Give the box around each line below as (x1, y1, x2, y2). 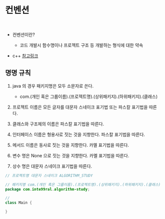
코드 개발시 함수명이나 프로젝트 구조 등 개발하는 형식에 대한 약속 (19, 42, 143, 48)
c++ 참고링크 (12, 53, 38, 59)
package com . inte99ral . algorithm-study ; (5, 187, 90, 192)
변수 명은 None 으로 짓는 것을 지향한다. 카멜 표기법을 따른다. (12, 152, 129, 158)
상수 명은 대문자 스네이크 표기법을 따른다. (12, 163, 92, 169)
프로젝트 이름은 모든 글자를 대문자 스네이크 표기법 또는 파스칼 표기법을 (12, 104, 148, 110)
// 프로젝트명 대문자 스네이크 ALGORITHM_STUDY (5, 173, 93, 178)
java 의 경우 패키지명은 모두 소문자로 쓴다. (12, 83, 94, 89)
